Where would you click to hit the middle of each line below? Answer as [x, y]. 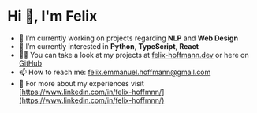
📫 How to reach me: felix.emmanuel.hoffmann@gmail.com [115, 72]
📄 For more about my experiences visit [82, 83]
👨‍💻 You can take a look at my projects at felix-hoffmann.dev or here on [134, 55]
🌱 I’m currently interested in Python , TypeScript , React [108, 46]
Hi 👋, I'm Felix [52, 16]
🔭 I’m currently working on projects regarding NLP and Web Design [128, 38]
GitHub [30, 63]
